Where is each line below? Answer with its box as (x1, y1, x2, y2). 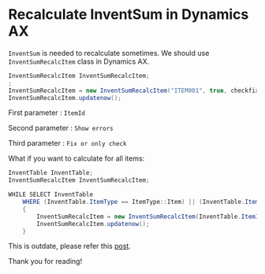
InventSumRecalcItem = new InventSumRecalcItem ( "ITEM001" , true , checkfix (8, 87, 259, 94)
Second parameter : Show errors (8, 124, 114, 133)
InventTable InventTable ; (8, 169, 93, 177)
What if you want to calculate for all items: (8, 154, 145, 163)
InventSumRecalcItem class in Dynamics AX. (8, 57, 150, 66)
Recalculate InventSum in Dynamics (8, 6, 249, 24)
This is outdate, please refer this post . (8, 242, 132, 251)
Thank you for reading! (8, 257, 83, 266)
